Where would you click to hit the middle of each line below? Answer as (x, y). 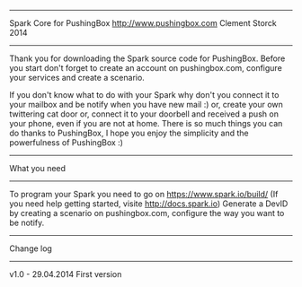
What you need (37, 168)
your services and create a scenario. (77, 78)
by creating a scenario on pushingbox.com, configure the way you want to (147, 213)
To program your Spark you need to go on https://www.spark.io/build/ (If (144, 194)
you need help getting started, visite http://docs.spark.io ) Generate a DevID (149, 204)
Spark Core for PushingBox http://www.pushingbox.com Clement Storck (143, 23)
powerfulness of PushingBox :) (67, 143)
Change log (31, 248)
